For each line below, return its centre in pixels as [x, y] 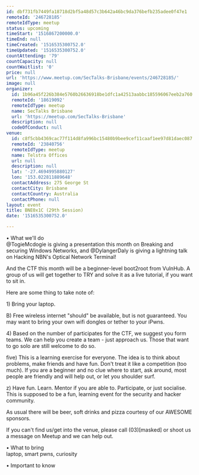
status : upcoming [28, 28]
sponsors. [18, 418]
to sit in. [16, 281]
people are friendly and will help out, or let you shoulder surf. [81, 376]
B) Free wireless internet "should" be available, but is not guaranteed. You [97, 316]
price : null [21, 72]
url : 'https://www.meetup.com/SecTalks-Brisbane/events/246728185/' [93, 78]
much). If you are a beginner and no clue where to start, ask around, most [97, 370]
